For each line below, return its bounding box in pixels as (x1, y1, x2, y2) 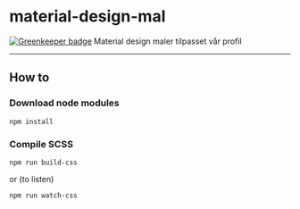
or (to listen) (9, 173, 54, 184)
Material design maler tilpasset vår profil (93, 36, 243, 46)
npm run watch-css (9, 190, 78, 200)
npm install (9, 117, 54, 126)
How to (9, 70, 50, 86)
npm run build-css (9, 158, 78, 167)
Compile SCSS (9, 138, 74, 150)
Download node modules (9, 96, 120, 109)
